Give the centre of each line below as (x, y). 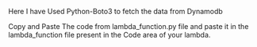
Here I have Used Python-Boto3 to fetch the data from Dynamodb (116, 11)
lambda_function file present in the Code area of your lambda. (109, 35)
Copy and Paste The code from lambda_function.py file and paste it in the (128, 26)
